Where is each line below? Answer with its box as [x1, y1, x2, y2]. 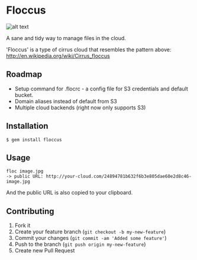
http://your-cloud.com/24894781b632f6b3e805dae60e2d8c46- [46, 174, 192, 180]
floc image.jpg [6, 168, 44, 174]
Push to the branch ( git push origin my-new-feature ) [14, 240, 146, 248]
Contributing [6, 206, 54, 216]
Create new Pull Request [14, 247, 75, 254]
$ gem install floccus [6, 136, 62, 142]
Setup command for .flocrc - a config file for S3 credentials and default [14, 85, 188, 92]
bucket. [14, 91, 34, 98]
